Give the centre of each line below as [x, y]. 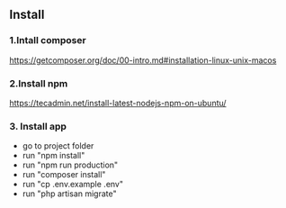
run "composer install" [64, 175]
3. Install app [38, 126]
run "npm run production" [70, 165]
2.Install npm [39, 83]
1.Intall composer [48, 41]
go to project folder [58, 146]
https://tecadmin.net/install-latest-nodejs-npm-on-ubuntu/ [118, 103]
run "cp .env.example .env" [73, 185]
